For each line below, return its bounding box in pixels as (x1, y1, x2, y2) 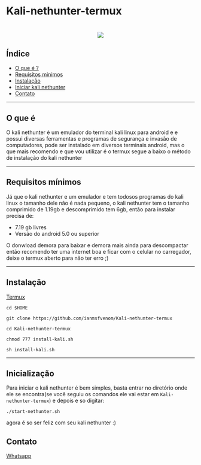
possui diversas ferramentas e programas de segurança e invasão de (6, 135, 178, 142)
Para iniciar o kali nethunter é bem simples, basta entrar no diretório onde (6, 384, 188, 391)
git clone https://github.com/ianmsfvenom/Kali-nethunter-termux (6, 315, 172, 321)
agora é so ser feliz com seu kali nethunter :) (6, 419, 117, 426)
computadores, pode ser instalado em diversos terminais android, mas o (6, 142, 185, 148)
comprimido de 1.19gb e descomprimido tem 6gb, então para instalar (6, 205, 175, 213)
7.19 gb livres (14, 223, 47, 231)
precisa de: (6, 212, 34, 219)
